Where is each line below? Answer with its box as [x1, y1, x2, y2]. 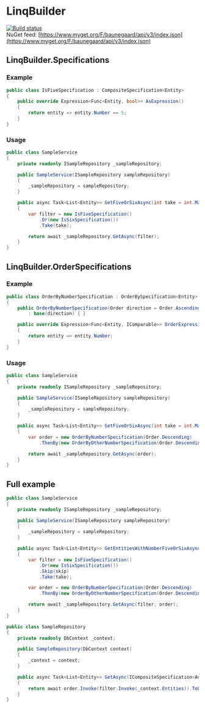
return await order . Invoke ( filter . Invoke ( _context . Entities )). [28, 685, 192, 692]
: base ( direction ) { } [28, 311, 86, 317]
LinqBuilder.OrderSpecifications [6, 261, 132, 272]
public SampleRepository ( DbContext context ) [17, 646, 132, 653]
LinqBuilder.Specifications [6, 55, 110, 65]
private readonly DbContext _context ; [17, 635, 116, 641]
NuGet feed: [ [6, 30, 41, 38]
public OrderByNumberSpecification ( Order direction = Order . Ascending [17, 305, 201, 311]
